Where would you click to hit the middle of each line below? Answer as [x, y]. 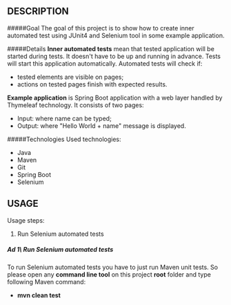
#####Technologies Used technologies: [64, 139]
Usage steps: [26, 220]
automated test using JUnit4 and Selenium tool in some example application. [116, 35]
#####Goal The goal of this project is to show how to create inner [101, 28]
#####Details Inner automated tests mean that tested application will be [111, 48]
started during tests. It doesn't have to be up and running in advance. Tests [114, 56]
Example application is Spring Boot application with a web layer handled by [115, 98]
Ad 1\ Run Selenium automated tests [60, 250]
